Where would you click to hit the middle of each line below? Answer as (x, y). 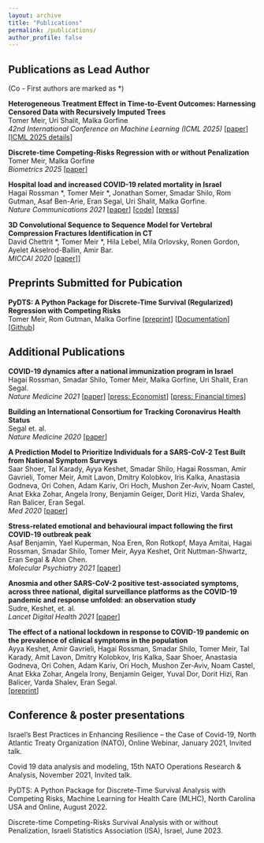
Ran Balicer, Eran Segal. (47, 502)
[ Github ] (22, 327)
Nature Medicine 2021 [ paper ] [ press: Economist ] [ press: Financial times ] (127, 396)
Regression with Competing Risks (65, 310)
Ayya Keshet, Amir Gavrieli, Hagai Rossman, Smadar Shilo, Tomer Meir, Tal (129, 648)
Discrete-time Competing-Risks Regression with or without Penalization (129, 153)
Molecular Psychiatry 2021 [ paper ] (65, 568)
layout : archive (35, 15)
